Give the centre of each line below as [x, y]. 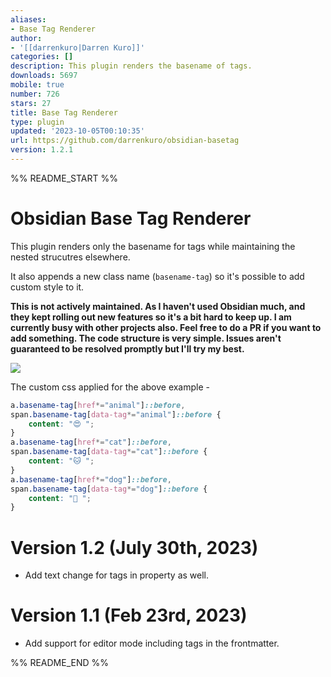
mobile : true [37, 85]
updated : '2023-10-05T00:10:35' [77, 131]
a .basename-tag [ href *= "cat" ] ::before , [91, 442]
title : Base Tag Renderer [64, 112]
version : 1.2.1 [42, 150]
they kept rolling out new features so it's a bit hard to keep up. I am [151, 317]
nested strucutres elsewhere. [70, 257]
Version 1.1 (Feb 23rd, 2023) [129, 615]
